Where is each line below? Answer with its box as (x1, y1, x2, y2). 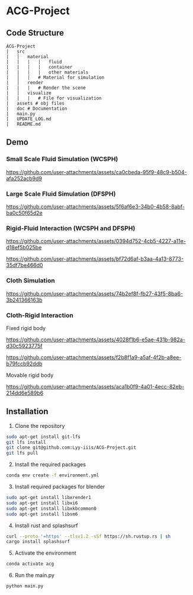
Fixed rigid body (6, 324, 46, 331)
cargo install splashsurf (6, 539, 70, 545)
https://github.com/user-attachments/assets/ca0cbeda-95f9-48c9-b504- (6, 168, 188, 175)
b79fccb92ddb (6, 360, 43, 367)
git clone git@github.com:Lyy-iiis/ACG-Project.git (6, 444, 136, 451)
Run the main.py (14, 572, 55, 579)
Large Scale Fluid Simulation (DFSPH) (6, 190, 116, 198)
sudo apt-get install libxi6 (6, 500, 78, 506)
